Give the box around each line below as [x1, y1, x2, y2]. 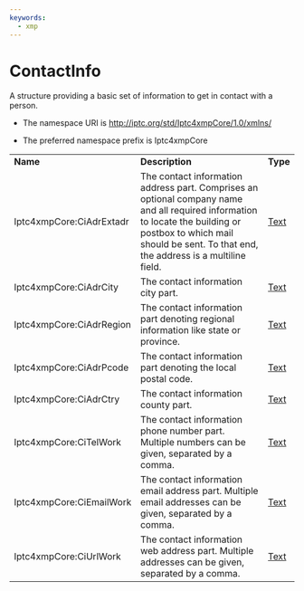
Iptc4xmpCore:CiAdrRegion [14, 319, 131, 331]
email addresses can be [139, 496, 242, 509]
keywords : [9, 13, 47, 23]
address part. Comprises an [139, 182, 259, 195]
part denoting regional [139, 313, 235, 326]
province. [139, 336, 181, 348]
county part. [139, 399, 193, 412]
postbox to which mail [139, 227, 233, 240]
